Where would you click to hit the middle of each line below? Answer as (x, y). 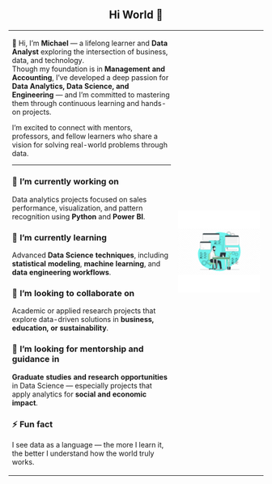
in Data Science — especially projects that (82, 385)
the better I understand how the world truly (83, 453)
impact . (25, 402)
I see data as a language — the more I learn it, (88, 445)
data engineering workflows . (62, 273)
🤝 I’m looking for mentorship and (78, 349)
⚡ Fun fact (32, 424)
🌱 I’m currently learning (59, 237)
